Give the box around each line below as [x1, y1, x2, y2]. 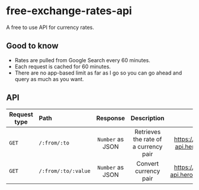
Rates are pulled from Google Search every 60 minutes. [14, 56, 150, 63]
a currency [132, 142, 163, 150]
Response [96, 114, 126, 122]
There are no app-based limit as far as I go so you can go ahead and [14, 69, 182, 76]
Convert [136, 159, 159, 168]
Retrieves [134, 127, 161, 136]
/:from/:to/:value [38, 168, 91, 174]
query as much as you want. [14, 75, 84, 82]
